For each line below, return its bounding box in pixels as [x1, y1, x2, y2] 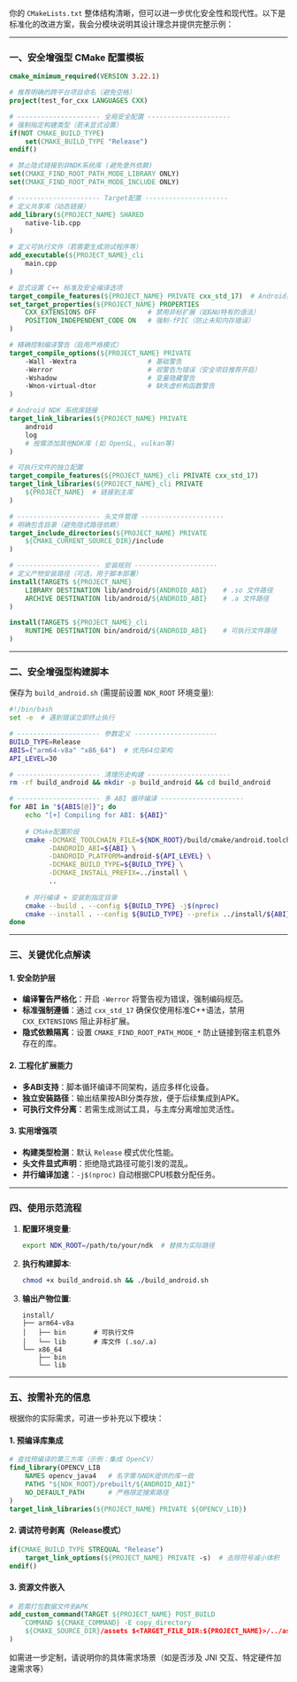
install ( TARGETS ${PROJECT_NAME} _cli [9, 619, 148, 627]
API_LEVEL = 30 [9, 754, 57, 763]
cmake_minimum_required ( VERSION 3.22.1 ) [9, 72, 161, 82]
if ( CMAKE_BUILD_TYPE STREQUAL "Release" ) [9, 1545, 164, 1554]
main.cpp [25, 260, 57, 269]
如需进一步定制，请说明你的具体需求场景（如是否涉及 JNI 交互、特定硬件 [9, 1652, 274, 1663]
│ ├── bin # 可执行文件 [21, 1328, 135, 1336]
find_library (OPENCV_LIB [9, 1463, 101, 1473]
